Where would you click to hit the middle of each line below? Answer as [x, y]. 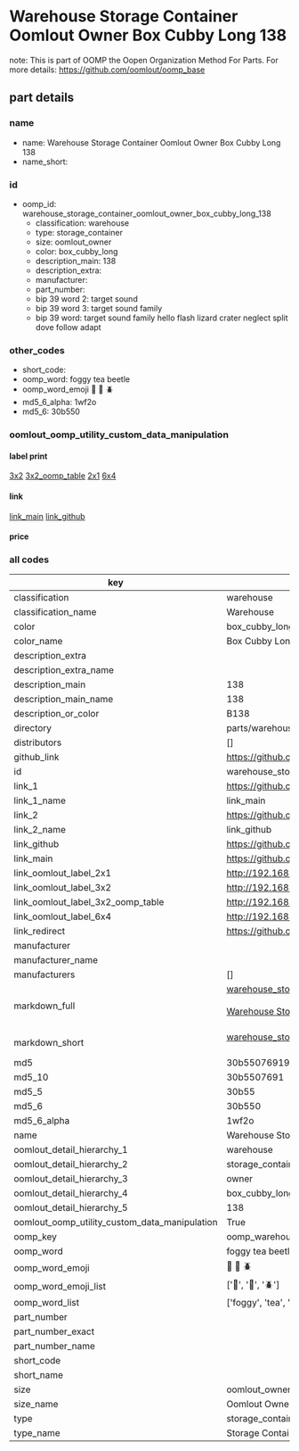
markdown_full [44, 1006]
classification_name [55, 612]
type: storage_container [79, 232]
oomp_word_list [47, 1303]
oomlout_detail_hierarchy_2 [71, 1165]
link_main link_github [48, 516]
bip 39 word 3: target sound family [99, 308]
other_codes [37, 350]
